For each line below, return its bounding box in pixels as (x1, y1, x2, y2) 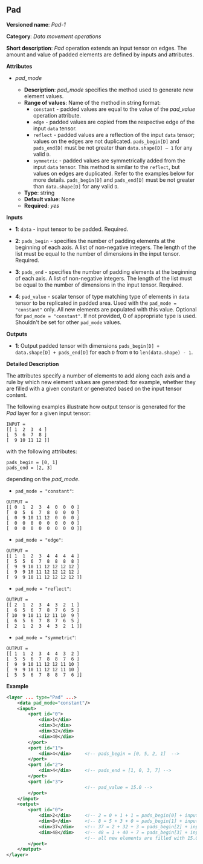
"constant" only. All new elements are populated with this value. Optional (14, 305, 197, 313)
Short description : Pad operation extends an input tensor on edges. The (6, 44, 187, 52)
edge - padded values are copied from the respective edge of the (33, 118, 195, 125)
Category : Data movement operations (6, 33, 101, 40)
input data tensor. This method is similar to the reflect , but (33, 163, 180, 170)
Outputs (6, 330, 28, 337)
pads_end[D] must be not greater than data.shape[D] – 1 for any (33, 144, 193, 151)
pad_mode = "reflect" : (14, 585, 71, 592)
